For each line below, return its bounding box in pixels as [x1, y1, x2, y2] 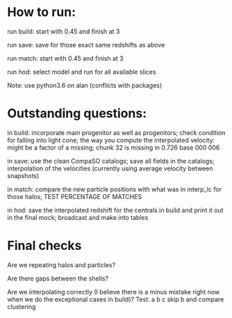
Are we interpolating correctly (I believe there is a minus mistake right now [7, 287, 220, 296]
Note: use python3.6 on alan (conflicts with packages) [7, 81, 163, 89]
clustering [7, 302, 36, 310]
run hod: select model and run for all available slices [7, 67, 156, 76]
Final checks [7, 238, 82, 254]
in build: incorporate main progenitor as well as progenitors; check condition [7, 128, 226, 136]
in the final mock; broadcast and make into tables [7, 213, 149, 221]
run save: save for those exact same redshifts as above [7, 40, 165, 49]
